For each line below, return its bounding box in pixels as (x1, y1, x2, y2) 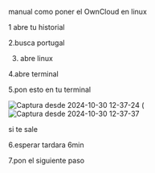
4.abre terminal (8, 69, 59, 79)
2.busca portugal (8, 38, 65, 47)
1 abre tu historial (8, 23, 65, 31)
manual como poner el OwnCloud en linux (8, 7, 147, 16)
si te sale (8, 125, 39, 134)
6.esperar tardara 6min (8, 140, 84, 150)
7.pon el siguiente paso (8, 156, 85, 165)
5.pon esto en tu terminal (8, 84, 91, 94)
